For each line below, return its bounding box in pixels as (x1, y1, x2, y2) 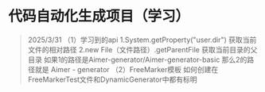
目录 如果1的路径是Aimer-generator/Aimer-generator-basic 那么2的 (27, 55, 247, 64)
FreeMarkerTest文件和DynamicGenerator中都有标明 (27, 75, 197, 84)
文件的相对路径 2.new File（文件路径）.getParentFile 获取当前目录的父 (27, 44, 258, 54)
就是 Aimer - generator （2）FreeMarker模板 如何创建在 (34, 64, 219, 74)
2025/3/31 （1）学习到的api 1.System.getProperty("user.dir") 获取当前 (27, 35, 257, 44)
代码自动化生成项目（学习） (8, 7, 190, 25)
